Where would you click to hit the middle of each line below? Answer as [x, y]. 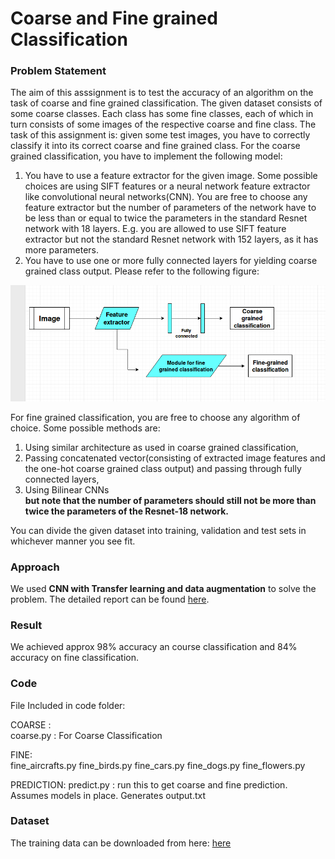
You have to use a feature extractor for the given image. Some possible [171, 176]
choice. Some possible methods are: [85, 428]
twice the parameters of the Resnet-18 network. [127, 511]
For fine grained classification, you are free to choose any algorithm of [155, 417]
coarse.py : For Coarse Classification [86, 735]
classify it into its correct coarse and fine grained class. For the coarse [155, 146]
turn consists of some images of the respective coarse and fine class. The [163, 124]
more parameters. [62, 250]
